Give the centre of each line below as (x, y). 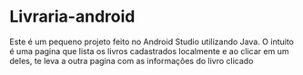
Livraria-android (72, 17)
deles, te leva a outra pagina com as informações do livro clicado (131, 61)
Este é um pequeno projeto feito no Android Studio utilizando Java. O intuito (151, 42)
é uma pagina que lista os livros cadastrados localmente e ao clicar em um (149, 51)
